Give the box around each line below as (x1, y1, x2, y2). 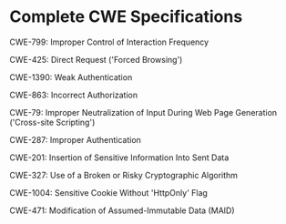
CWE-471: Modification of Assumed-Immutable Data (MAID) (9, 205, 235, 216)
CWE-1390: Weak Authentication (9, 71, 133, 83)
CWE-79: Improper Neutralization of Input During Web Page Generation (9, 107, 278, 117)
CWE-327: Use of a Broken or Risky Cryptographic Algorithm (9, 169, 239, 180)
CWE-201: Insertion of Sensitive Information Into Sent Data (9, 152, 230, 163)
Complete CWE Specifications (9, 6, 243, 27)
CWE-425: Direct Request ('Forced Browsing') (9, 54, 183, 65)
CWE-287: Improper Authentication (9, 134, 141, 145)
